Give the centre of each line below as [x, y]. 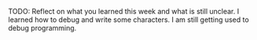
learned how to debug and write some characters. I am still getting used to [128, 20]
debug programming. [42, 28]
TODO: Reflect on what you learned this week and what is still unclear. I [124, 11]
